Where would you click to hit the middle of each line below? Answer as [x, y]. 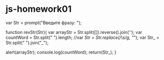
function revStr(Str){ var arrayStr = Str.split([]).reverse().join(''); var [74, 32]
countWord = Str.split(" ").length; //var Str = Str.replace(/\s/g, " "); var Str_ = [83, 37]
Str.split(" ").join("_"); [27, 42]
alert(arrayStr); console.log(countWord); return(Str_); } [61, 52]
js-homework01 [39, 9]
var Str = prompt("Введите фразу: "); [44, 23]
